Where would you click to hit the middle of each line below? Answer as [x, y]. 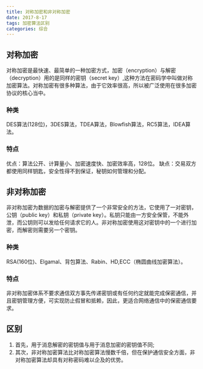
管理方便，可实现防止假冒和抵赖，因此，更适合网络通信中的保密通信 [107, 301]
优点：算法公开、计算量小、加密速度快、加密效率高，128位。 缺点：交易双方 [101, 163]
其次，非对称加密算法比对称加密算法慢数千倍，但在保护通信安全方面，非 [105, 352]
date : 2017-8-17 [27, 18]
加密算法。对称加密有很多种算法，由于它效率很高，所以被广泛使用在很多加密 [101, 86]
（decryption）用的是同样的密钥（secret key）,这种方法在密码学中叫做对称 [100, 78]
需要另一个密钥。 [59, 230]
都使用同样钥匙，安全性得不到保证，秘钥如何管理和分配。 [78, 171]
